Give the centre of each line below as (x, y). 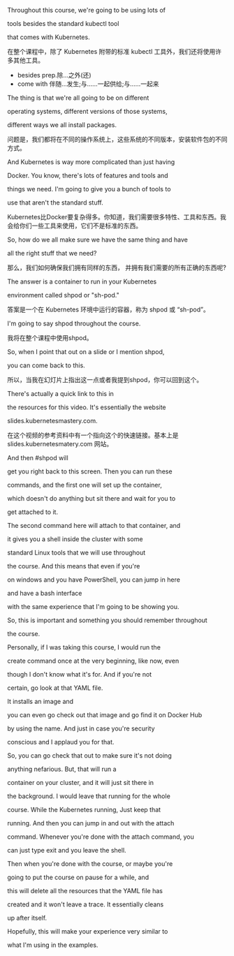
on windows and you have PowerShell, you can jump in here (94, 580)
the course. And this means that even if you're (74, 566)
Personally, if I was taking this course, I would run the (84, 647)
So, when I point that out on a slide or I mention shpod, (86, 352)
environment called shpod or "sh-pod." (64, 295)
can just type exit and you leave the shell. (67, 850)
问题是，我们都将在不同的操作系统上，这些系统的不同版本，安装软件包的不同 (117, 139)
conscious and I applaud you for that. (61, 742)
